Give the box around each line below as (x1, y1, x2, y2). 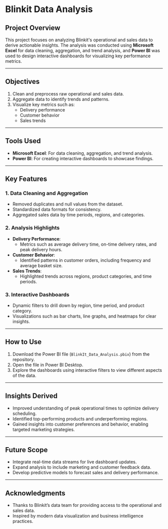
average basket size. (19, 262, 63, 268)
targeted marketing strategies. (12, 426, 75, 433)
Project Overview (5, 24, 60, 32)
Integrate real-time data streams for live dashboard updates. (12, 459, 137, 465)
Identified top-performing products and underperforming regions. (12, 415, 148, 421)
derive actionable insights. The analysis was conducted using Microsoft (5, 42, 154, 48)
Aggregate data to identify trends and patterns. (12, 96, 110, 102)
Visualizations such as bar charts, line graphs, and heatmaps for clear (12, 313, 156, 319)
